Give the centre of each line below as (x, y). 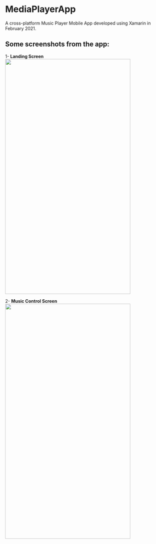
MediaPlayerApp (40, 9)
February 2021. (21, 28)
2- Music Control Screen (31, 301)
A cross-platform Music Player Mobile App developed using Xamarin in (78, 23)
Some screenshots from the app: (57, 44)
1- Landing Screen (24, 56)
